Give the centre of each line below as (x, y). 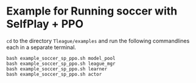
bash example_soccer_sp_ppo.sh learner (57, 69)
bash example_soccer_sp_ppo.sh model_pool (61, 58)
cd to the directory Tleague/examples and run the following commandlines (98, 41)
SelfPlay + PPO (45, 24)
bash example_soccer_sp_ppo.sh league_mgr (61, 64)
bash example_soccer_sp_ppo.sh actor (54, 74)
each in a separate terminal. (41, 47)
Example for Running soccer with (92, 11)
